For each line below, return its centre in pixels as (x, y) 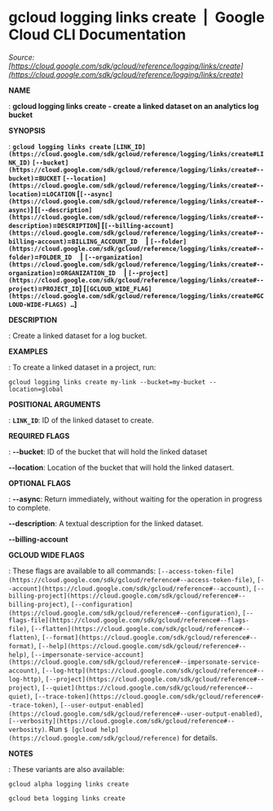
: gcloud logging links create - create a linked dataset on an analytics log (134, 106)
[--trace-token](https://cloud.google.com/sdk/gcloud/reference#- (149, 696)
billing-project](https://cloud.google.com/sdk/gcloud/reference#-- (127, 596)
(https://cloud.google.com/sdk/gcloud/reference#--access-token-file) (131, 580)
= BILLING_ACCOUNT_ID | (108, 241)
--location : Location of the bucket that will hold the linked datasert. (121, 467)
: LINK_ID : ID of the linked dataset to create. (81, 420)
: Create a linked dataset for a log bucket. (78, 335)
